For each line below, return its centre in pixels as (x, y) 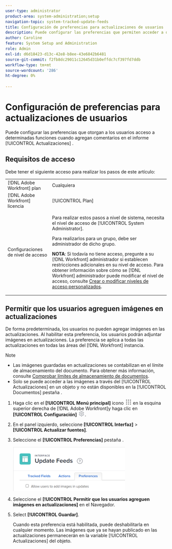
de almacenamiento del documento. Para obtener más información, (84, 371)
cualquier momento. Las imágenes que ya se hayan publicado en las (85, 530)
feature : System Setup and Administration (51, 44)
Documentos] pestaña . (37, 393)
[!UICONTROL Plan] (73, 201)
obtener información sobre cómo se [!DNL (96, 270)
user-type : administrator (33, 11)
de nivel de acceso (27, 255)
